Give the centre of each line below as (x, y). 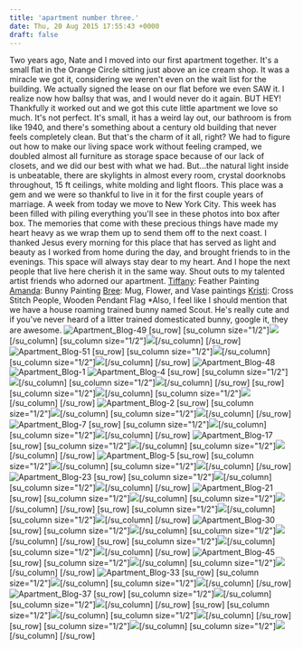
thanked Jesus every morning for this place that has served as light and (143, 243)
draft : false (34, 34)
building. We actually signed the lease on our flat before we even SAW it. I (147, 89)
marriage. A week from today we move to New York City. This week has (143, 204)
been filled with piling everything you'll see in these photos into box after (145, 214)
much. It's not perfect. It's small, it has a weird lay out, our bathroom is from (151, 118)
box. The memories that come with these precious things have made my (144, 223)
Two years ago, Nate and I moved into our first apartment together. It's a (144, 61)
